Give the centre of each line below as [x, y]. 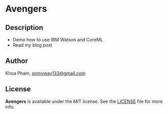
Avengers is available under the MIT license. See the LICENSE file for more [84, 101]
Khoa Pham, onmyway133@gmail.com [45, 73]
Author [17, 61]
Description [24, 28]
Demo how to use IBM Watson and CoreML [58, 40]
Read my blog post [32, 45]
